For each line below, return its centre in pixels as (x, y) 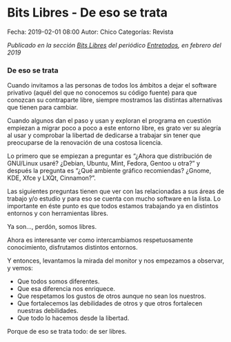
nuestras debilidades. (48, 311)
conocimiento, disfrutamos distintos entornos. (72, 248)
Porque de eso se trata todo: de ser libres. (67, 332)
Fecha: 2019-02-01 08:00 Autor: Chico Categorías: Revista (90, 32)
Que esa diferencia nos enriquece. (66, 289)
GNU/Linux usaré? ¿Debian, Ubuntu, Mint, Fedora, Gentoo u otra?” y (104, 163)
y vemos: (20, 268)
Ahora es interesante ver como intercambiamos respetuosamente (100, 240)
